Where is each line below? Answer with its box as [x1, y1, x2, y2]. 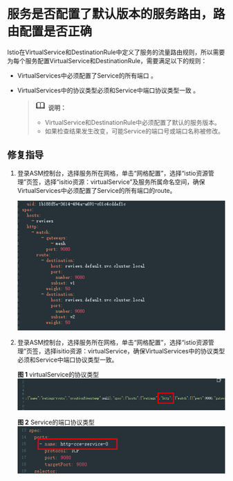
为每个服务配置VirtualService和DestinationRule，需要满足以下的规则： [7, 56, 207, 65]
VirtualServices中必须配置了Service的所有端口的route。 [17, 186, 176, 194]
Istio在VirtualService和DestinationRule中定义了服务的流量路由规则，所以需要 [7, 48, 225, 56]
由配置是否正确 [7, 24, 93, 40]
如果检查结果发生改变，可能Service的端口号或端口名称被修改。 [44, 126, 225, 135]
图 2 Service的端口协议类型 [17, 418, 95, 427]
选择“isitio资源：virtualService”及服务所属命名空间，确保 [44, 178, 205, 186]
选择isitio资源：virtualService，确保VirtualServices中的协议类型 [44, 347, 225, 355]
